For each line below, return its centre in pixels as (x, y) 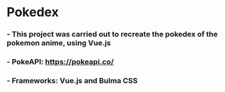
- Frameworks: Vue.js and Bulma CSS (73, 80)
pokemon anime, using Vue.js (59, 43)
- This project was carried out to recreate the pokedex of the (112, 34)
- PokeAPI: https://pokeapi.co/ (60, 62)
